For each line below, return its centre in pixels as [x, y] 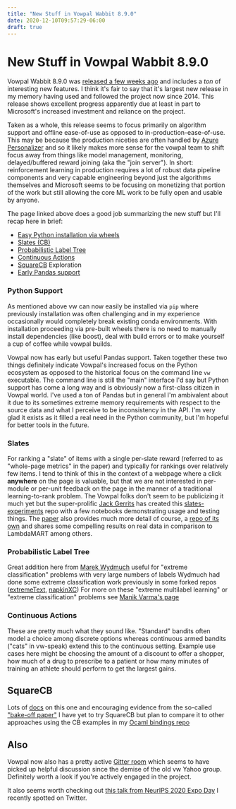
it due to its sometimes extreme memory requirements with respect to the [114, 402]
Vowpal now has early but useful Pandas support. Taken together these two [117, 357]
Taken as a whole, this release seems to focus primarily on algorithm [107, 125]
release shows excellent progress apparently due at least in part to [104, 104]
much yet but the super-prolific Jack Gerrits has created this [95, 503]
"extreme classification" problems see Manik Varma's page [93, 597]
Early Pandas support [49, 272]
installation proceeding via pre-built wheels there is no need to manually [112, 328]
